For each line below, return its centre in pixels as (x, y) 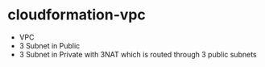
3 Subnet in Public (50, 45)
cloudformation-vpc (77, 15)
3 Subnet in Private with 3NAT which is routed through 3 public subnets (138, 54)
